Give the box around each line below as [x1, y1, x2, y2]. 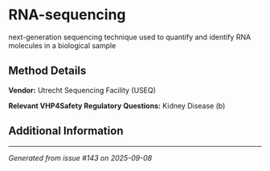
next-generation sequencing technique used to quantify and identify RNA [8, 32, 252, 42]
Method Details [8, 64, 87, 78]
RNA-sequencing [8, 6, 126, 24]
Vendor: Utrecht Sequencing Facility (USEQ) [8, 85, 157, 95]
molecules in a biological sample [8, 40, 117, 50]
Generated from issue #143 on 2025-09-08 [8, 153, 153, 162]
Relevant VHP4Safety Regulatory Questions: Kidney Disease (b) [8, 100, 226, 110]
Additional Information [8, 124, 124, 138]
